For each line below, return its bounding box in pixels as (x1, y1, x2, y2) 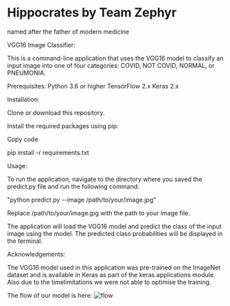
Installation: (7, 95, 40, 104)
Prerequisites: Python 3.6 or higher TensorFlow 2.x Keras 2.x (7, 82, 179, 90)
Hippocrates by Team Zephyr (7, 5, 177, 21)
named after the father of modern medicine (7, 27, 130, 36)
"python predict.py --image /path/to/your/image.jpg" (7, 196, 157, 204)
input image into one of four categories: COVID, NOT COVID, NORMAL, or (7, 61, 215, 69)
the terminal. (7, 237, 43, 245)
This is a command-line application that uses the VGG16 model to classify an (7, 54, 224, 62)
